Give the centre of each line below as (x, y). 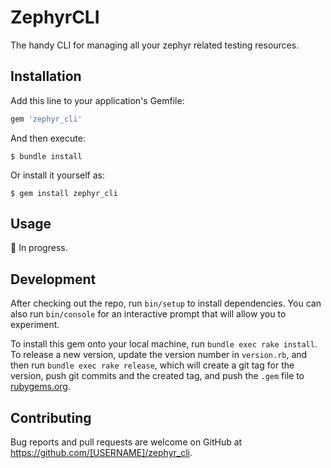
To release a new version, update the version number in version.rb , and (159, 355)
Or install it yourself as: (57, 175)
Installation (46, 76)
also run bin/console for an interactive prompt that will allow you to (148, 314)
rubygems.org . (40, 387)
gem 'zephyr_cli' (46, 119)
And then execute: (48, 138)
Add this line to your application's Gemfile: (97, 100)
